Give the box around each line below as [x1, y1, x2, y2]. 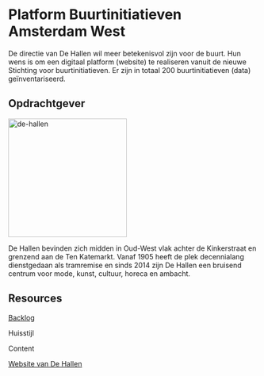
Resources [8, 292, 63, 305]
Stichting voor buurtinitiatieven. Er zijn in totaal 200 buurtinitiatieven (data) [8, 65, 251, 75]
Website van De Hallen [8, 359, 82, 368]
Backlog [8, 313, 36, 322]
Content [8, 343, 35, 353]
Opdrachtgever [8, 97, 86, 110]
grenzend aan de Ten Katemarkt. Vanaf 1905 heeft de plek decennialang [8, 251, 244, 261]
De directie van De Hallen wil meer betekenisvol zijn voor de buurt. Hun [8, 48, 242, 58]
